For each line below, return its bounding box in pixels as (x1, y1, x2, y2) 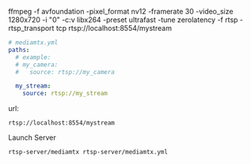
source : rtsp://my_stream (22, 90, 108, 98)
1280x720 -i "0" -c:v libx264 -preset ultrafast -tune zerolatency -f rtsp (8, 15, 238, 24)
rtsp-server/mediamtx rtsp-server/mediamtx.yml (8, 148, 169, 156)
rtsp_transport (8, 24, 55, 32)
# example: (15, 53, 51, 61)
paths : (8, 46, 30, 54)
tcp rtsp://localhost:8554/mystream (55, 24, 173, 32)
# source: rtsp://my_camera (15, 68, 115, 76)
